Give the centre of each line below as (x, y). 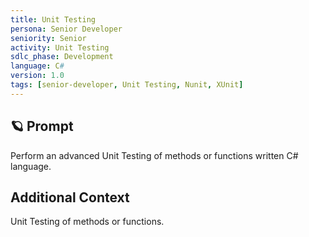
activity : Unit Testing (60, 47)
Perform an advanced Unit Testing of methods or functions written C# (154, 155)
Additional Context (70, 197)
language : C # (37, 66)
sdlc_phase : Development (62, 57)
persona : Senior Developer (66, 29)
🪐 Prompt (42, 126)
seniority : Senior (48, 38)
